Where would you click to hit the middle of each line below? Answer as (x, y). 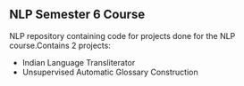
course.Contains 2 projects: (60, 45)
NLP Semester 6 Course (77, 15)
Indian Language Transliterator (79, 62)
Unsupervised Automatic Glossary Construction (110, 72)
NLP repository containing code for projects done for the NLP (122, 35)
